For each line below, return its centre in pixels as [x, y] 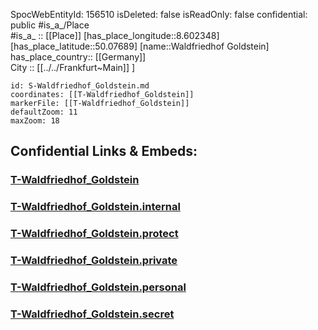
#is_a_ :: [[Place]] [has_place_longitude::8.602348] [115, 35]
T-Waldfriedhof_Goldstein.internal [95, 207]
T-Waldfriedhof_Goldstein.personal [98, 287]
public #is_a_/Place [50, 25]
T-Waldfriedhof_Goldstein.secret [92, 314]
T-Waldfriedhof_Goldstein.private [94, 261]
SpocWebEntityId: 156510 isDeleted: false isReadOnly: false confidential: [159, 14]
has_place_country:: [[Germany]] [78, 57]
